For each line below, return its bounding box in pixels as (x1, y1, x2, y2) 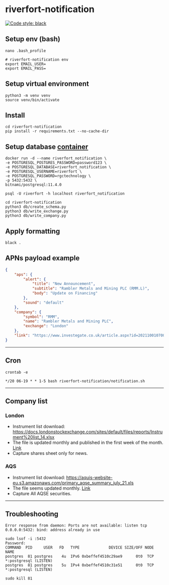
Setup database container (5, 142, 89, 151)
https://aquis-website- (66, 474, 113, 480)
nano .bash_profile (5, 48, 46, 53)
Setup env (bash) (5, 35, 60, 43)
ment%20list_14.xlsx (12, 434, 55, 440)
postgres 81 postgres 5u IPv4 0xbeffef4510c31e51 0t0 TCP (5, 563, 154, 568)
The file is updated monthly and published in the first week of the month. (12, 440, 163, 446)
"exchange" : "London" (23, 324, 69, 329)
